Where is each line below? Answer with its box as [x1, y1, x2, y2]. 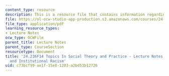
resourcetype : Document [5, 49, 55, 54]
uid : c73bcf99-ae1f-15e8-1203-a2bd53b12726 [5, 63, 98, 68]
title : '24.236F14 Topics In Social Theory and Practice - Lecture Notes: [5, 53, 165, 59]
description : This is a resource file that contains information [5, 12, 145, 17]
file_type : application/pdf [5, 21, 64, 26]
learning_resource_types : [5, 26, 59, 31]
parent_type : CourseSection [5, 44, 64, 49]
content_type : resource [5, 7, 55, 12]
